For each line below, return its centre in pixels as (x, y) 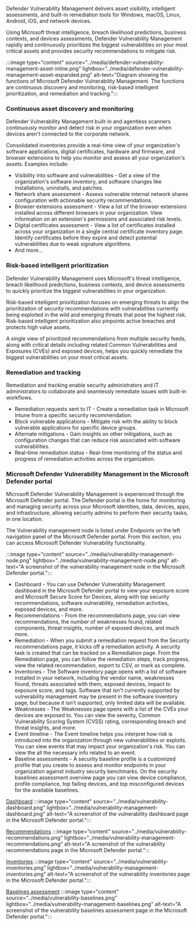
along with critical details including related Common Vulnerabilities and (92, 344)
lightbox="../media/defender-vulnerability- (133, 69)
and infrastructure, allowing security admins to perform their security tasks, (97, 513)
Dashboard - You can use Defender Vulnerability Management (90, 584)
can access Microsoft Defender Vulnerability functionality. (76, 543)
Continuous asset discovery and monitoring (70, 109)
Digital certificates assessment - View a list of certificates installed (95, 225)
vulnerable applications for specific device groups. (76, 427)
